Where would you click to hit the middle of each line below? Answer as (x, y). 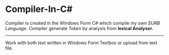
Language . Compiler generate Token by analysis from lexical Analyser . (79, 28)
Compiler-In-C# (39, 9)
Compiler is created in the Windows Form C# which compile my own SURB (82, 23)
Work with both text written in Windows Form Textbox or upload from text (81, 42)
